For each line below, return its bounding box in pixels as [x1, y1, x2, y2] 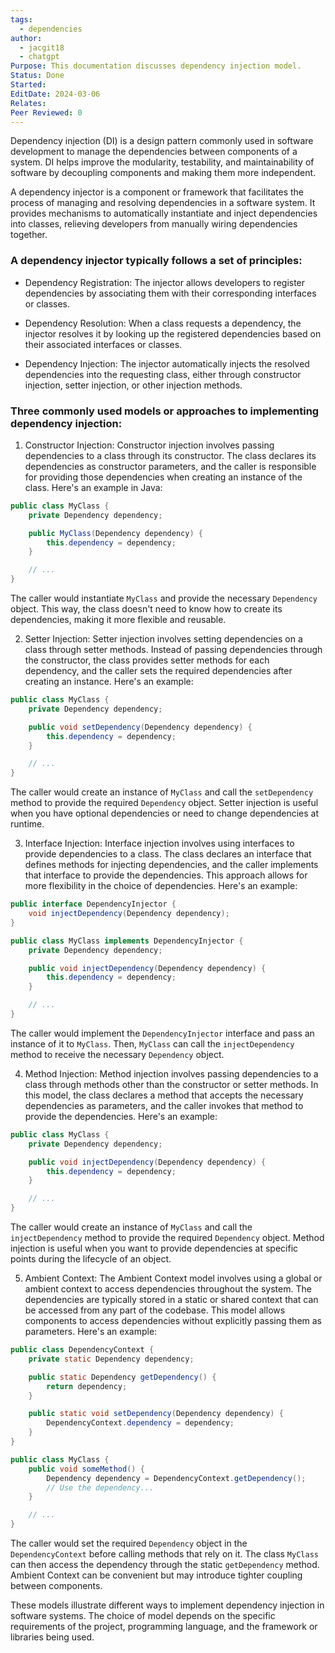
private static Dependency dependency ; [28, 1354, 195, 1364]
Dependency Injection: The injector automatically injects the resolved [24, 357, 310, 370]
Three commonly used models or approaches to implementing [10, 404, 320, 418]
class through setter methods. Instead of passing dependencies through [24, 644, 323, 656]
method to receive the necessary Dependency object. [10, 1048, 225, 1060]
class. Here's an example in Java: [24, 481, 163, 493]
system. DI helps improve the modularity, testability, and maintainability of [10, 156, 315, 168]
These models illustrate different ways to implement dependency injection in [10, 1599, 325, 1611]
